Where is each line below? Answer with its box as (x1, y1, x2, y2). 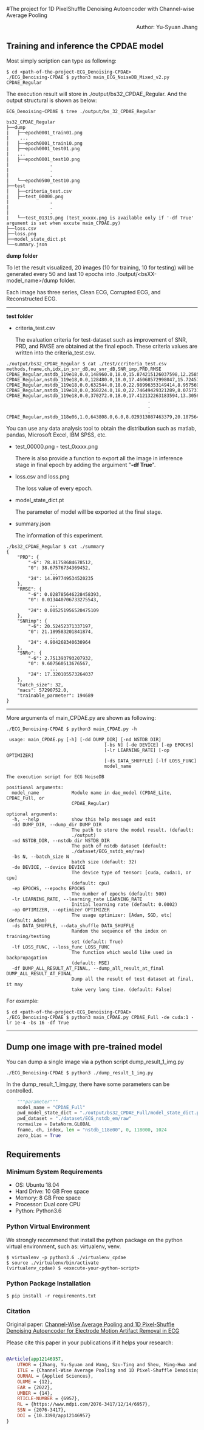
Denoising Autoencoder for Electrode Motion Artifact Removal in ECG (6, 1327, 180, 1335)
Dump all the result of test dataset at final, (71, 976, 194, 982)
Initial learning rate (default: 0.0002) (71, 901, 178, 908)
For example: (6, 997, 39, 1004)
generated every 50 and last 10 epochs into (6, 270, 115, 277)
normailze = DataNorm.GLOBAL (17, 1121, 91, 1127)
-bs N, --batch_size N (12, 854, 69, 860)
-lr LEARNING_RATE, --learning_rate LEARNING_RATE (12, 896, 143, 902)
